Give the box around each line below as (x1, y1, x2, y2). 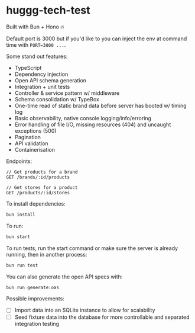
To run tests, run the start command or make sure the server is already (6, 244, 178, 252)
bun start (6, 233, 31, 240)
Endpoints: (6, 158, 32, 165)
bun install (6, 212, 35, 217)
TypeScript (14, 64, 42, 71)
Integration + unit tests (14, 83, 70, 90)
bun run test (6, 262, 38, 268)
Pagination (14, 133, 41, 140)
